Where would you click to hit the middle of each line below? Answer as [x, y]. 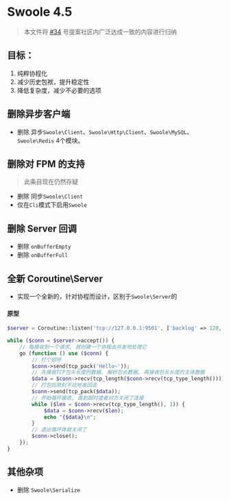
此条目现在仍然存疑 [51, 182]
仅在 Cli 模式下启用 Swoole [52, 205]
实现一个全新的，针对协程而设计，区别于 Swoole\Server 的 [97, 296]
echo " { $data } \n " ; [70, 417]
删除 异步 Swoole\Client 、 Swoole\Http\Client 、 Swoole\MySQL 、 [105, 132]
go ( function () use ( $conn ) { [64, 353]
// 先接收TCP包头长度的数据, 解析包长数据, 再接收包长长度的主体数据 [118, 373]
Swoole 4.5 [40, 12]
